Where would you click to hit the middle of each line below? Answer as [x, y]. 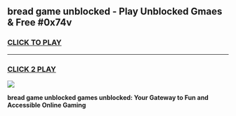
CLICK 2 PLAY [32, 69]
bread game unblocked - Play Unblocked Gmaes [115, 12]
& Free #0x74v [40, 23]
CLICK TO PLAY [34, 43]
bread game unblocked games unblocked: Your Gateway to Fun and [108, 97]
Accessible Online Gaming [47, 105]
